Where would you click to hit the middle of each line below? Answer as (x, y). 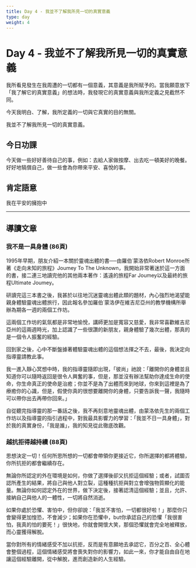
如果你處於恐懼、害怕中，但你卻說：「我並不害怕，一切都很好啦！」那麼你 (94, 509)
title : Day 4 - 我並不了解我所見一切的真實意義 (58, 11)
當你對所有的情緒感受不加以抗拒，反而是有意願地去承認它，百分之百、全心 (95, 544)
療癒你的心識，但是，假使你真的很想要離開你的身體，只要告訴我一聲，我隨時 (98, 391)
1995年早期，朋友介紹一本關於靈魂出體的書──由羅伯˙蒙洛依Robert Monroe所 (98, 261)
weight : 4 (18, 22)
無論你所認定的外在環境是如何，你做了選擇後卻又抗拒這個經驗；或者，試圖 (95, 475)
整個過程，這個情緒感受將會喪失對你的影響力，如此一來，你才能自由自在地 (100, 552)
